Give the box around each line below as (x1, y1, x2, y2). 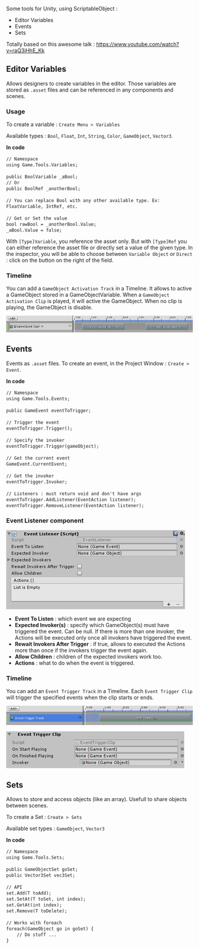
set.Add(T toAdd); (6, 890, 52, 896)
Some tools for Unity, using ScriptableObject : (6, 5, 118, 12)
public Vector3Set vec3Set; (6, 872, 76, 878)
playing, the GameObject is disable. (6, 304, 93, 311)
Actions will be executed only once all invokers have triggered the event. (14, 634, 192, 641)
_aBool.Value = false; (6, 227, 62, 233)
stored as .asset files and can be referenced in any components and (6, 86, 174, 93)
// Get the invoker (6, 473, 54, 479)
